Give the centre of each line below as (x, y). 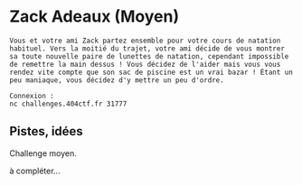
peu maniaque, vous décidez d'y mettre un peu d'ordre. (117, 80)
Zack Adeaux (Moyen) (94, 17)
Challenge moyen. (43, 153)
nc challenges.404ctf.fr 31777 (68, 104)
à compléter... (35, 171)
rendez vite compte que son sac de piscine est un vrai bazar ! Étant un (151, 72)
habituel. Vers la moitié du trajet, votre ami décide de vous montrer (147, 48)
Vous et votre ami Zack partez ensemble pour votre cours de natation (145, 41)
